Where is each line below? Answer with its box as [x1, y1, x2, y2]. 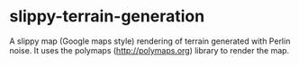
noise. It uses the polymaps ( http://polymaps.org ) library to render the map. [9, 45, 290, 55]
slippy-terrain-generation [9, 6, 205, 27]
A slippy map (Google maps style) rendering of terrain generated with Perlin [9, 36, 291, 46]
